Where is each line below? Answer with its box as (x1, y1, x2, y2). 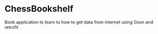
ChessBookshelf (4, 3, 74, 14)
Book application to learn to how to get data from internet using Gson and (4, 19, 153, 25)
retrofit (4, 24, 19, 30)
